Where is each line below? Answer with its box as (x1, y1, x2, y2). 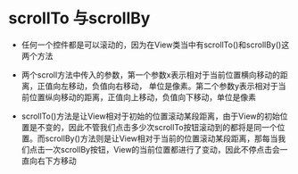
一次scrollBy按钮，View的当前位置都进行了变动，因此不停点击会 (45, 144, 280, 154)
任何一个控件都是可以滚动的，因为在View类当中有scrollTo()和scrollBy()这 (21, 39, 290, 50)
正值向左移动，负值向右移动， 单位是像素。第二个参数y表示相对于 (37, 80, 278, 91)
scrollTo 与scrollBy (8, 8, 151, 29)
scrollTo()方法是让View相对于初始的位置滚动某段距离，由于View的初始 (21, 111, 280, 121)
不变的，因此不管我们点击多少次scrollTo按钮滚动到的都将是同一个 (37, 121, 277, 132)
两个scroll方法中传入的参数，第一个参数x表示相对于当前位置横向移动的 (21, 69, 281, 80)
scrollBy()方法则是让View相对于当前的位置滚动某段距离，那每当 (45, 133, 278, 144)
